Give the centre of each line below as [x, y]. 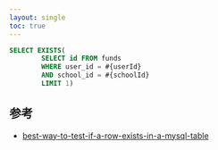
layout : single [38, 17]
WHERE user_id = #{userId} [92, 67]
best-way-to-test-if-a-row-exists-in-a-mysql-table [115, 136]
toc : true [28, 26]
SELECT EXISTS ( [38, 50]
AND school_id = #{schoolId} [96, 75]
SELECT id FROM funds [82, 59]
